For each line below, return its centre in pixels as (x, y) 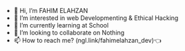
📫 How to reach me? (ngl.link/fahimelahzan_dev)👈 (87, 40)
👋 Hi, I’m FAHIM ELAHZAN (51, 11)
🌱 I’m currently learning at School (61, 25)
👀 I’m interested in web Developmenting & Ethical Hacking (96, 18)
